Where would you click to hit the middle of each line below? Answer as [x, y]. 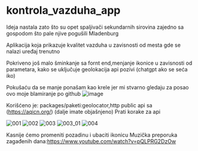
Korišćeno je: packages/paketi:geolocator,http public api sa [79, 105]
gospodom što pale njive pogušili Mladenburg [63, 33]
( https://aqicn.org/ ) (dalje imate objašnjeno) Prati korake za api [83, 111]
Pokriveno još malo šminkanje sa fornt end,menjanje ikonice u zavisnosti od [99, 63]
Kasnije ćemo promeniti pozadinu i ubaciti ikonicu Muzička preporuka [92, 135]
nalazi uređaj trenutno [33, 51]
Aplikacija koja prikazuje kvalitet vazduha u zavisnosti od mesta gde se [94, 45]
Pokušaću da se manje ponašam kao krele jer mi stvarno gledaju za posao [98, 87]
